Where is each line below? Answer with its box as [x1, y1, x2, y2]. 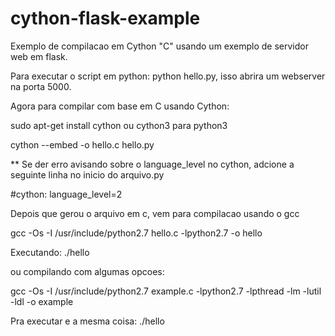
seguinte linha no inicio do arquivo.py [10, 168, 165, 181]
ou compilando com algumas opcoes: [10, 265, 165, 277]
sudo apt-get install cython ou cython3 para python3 [10, 119, 228, 131]
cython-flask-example [10, 7, 201, 30]
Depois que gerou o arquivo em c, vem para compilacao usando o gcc [10, 207, 300, 219]
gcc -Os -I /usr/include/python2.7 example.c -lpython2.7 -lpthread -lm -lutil [10, 285, 322, 297]
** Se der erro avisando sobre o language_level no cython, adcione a [10, 158, 295, 170]
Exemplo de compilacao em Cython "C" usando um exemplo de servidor [10, 40, 309, 52]
